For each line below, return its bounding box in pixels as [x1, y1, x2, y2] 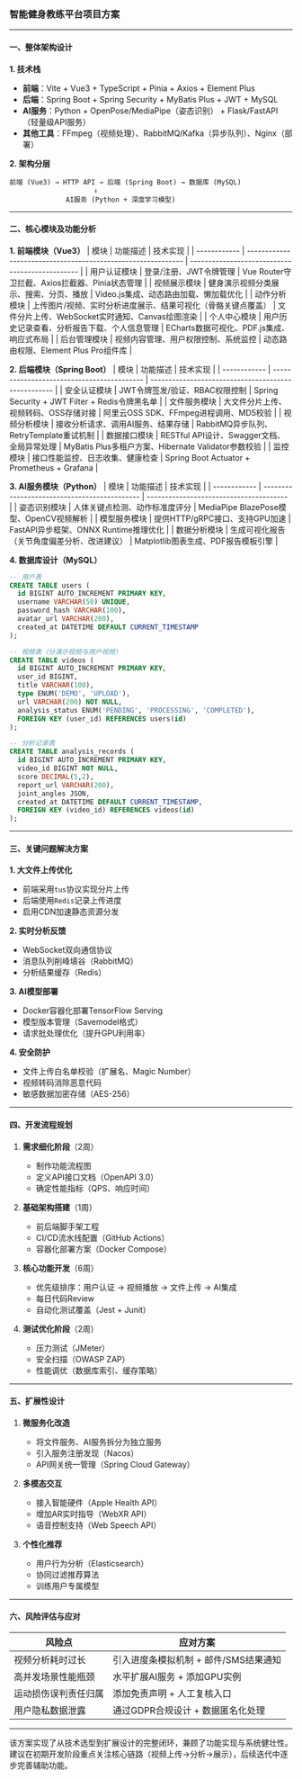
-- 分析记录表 [9, 739, 56, 748]
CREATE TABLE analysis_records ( [9, 747, 135, 757]
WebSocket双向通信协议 [22, 945, 113, 956]
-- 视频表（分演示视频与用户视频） [9, 647, 122, 656]
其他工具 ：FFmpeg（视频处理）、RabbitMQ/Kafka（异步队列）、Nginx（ [22, 128, 285, 139]
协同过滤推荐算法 [35, 1568, 100, 1580]
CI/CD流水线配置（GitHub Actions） [35, 1232, 170, 1243]
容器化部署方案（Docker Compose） [35, 1244, 173, 1254]
